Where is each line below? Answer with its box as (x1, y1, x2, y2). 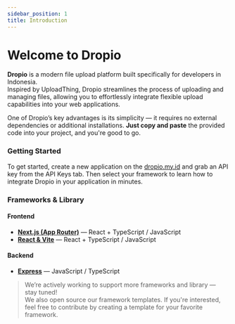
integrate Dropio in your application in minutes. (7, 177, 143, 186)
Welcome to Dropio (7, 47, 122, 63)
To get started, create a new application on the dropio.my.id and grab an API (7, 162, 229, 171)
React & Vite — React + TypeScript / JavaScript (17, 235, 156, 243)
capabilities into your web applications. (7, 100, 121, 109)
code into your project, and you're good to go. (7, 129, 141, 137)
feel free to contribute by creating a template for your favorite (24, 303, 203, 311)
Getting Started (7, 146, 61, 156)
